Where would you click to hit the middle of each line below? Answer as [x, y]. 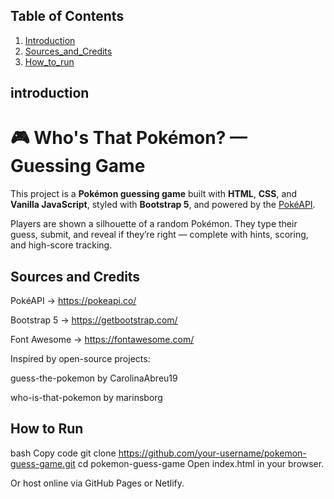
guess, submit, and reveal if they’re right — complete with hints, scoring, [159, 235]
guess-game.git [43, 463]
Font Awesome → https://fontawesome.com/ [102, 339]
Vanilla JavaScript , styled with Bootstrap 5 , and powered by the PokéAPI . [163, 205]
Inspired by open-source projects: [80, 358]
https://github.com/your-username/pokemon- [212, 453]
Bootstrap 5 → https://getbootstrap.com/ [94, 320]
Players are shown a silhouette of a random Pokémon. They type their [154, 224]
